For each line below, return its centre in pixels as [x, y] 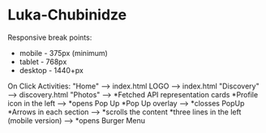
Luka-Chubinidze [67, 15]
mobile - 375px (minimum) [64, 53]
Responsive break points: [50, 37]
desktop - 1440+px [51, 70]
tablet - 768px [43, 62]
